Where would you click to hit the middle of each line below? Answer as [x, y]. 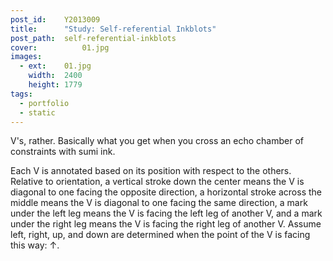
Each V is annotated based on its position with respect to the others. [151, 171]
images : [26, 57]
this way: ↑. [35, 245]
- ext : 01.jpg [55, 66]
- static [37, 112]
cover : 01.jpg [60, 47]
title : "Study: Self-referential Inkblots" [113, 29]
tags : [21, 94]
